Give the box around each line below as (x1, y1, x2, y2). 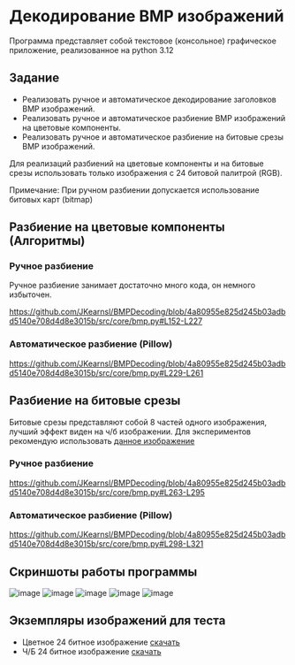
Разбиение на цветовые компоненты (9, 219, 225, 235)
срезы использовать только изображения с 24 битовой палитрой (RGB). (9, 167, 283, 178)
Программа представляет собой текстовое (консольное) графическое (9, 35, 276, 46)
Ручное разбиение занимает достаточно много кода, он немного (9, 280, 256, 291)
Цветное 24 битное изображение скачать (21, 637, 181, 647)
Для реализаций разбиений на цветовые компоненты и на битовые (9, 157, 264, 169)
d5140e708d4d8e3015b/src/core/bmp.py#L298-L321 (9, 539, 204, 549)
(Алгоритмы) (9, 233, 86, 248)
